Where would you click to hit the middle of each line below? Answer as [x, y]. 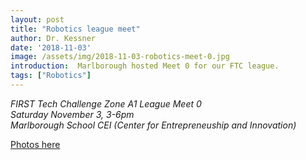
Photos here [35, 144]
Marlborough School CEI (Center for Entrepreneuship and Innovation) [153, 125]
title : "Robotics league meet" [75, 29]
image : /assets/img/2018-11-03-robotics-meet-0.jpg [120, 57]
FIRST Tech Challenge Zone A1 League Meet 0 [106, 103]
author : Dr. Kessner [53, 38]
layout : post [37, 19]
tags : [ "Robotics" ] [51, 76]
